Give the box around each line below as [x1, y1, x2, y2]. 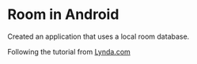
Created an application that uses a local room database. [7, 32, 190, 41]
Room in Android [7, 6, 119, 24]
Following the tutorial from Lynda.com [7, 47, 131, 56]
